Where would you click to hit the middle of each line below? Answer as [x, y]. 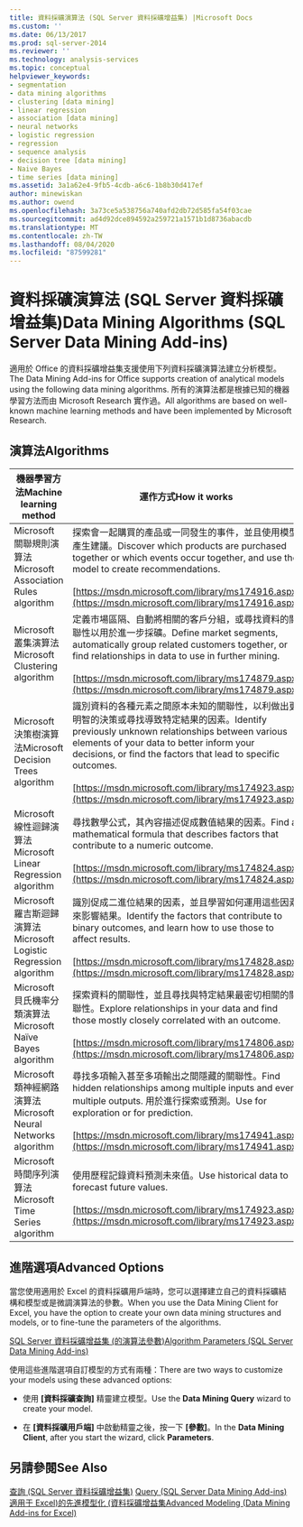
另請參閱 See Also [59, 1468]
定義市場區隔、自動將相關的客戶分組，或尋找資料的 [180, 619]
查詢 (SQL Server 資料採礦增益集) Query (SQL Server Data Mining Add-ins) [148, 1491]
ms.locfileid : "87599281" [58, 253]
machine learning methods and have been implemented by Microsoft [164, 411]
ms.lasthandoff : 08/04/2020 [62, 245]
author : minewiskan [46, 194]
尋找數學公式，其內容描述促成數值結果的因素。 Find [181, 822]
